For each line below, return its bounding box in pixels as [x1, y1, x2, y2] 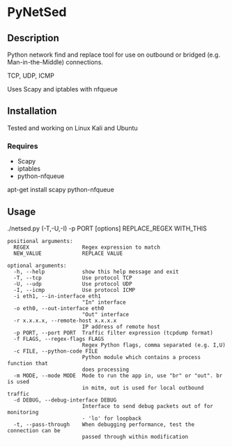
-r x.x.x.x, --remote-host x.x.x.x [13, 317, 117, 324]
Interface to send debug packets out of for [82, 402, 214, 409]
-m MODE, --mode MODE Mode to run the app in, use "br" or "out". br [13, 372, 223, 379]
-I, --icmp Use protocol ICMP [13, 286, 136, 293]
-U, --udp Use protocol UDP [13, 280, 132, 287]
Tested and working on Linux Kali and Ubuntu [7, 124, 138, 132]
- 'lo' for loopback [82, 415, 141, 422]
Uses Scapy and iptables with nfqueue [7, 85, 118, 93]
